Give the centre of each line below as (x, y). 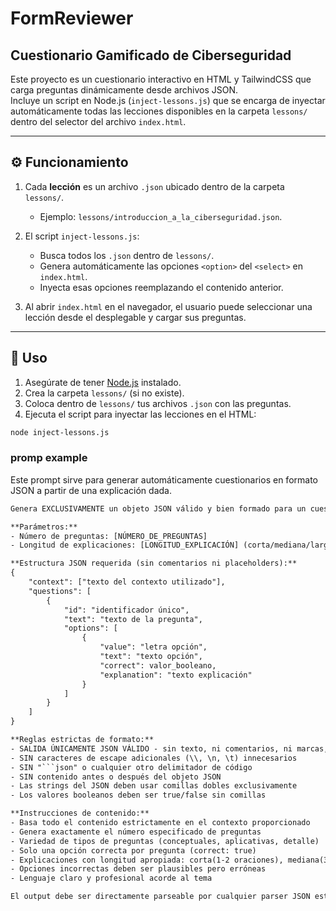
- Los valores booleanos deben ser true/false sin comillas (138, 795)
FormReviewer (72, 18)
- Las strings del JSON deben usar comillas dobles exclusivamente (154, 786)
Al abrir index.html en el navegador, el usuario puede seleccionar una (168, 306)
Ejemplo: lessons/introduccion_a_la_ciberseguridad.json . (161, 216)
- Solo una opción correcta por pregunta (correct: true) (133, 850)
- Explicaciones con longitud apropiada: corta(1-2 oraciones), (147, 860)
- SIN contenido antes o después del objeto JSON (116, 777)
